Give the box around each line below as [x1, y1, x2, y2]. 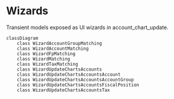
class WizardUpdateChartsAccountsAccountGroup [17, 76, 134, 82]
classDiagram [6, 35, 39, 41]
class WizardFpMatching [17, 50, 76, 57]
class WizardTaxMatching [17, 61, 78, 67]
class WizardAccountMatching [17, 46, 89, 52]
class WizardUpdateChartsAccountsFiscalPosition [17, 82, 140, 88]
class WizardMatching [17, 56, 70, 62]
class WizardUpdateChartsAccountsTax [17, 87, 110, 93]
